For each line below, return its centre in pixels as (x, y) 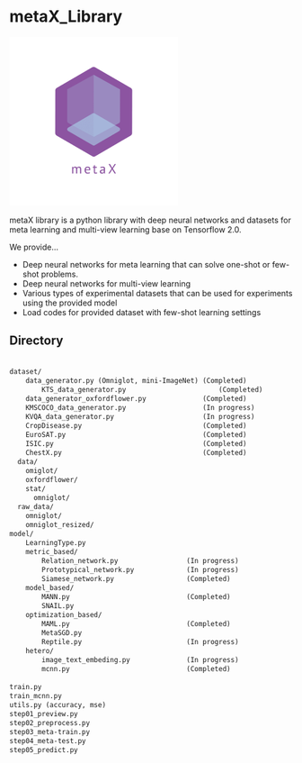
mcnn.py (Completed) (136, 668)
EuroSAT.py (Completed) (136, 434)
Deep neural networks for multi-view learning (107, 283)
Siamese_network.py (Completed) (136, 578)
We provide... (34, 247)
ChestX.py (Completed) (136, 452)
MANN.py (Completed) (136, 596)
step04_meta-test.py (48, 740)
